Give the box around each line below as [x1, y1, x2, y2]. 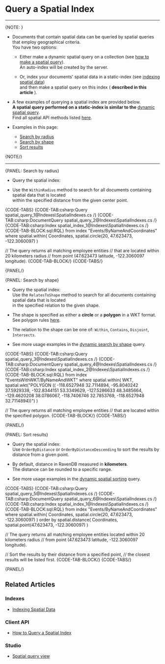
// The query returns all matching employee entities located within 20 [5, 531, 145, 537]
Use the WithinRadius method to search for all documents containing [12, 187, 152, 193]
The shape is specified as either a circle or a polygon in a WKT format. [12, 312, 156, 318]
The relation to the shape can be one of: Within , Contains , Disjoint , [12, 326, 149, 332]
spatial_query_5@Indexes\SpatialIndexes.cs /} [5, 491, 98, 496]
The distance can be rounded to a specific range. [12, 466, 112, 472]
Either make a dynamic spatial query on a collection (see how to [19, 54, 149, 59]
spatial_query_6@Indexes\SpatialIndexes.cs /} [64, 495, 157, 502]
